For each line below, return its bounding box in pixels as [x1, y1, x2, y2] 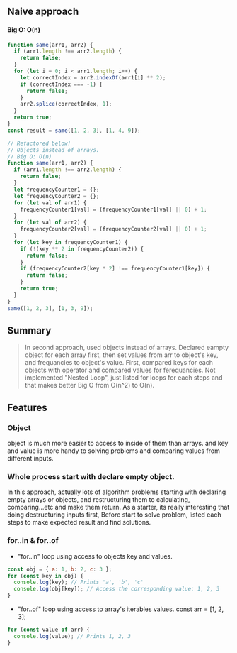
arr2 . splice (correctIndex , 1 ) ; [20, 101, 112, 108]
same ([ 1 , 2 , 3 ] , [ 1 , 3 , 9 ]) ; [7, 304, 93, 312]
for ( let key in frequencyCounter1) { [13, 238, 129, 246]
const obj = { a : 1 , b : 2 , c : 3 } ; [7, 566, 112, 573]
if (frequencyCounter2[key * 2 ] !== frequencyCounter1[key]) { [20, 265, 211, 273]
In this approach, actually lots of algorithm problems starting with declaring [7, 488, 226, 496]
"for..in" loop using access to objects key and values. [17, 552, 173, 560]
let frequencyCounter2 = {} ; [13, 192, 100, 199]
